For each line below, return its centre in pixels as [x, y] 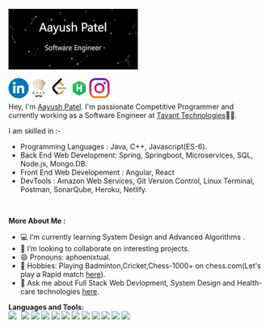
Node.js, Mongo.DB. [53, 164]
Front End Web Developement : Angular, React [97, 172]
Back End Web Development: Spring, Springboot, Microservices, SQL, [136, 155]
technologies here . [68, 291]
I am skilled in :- [35, 131]
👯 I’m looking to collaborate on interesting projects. [105, 248]
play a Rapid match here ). [63, 274]
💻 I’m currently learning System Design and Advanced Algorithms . [132, 237]
